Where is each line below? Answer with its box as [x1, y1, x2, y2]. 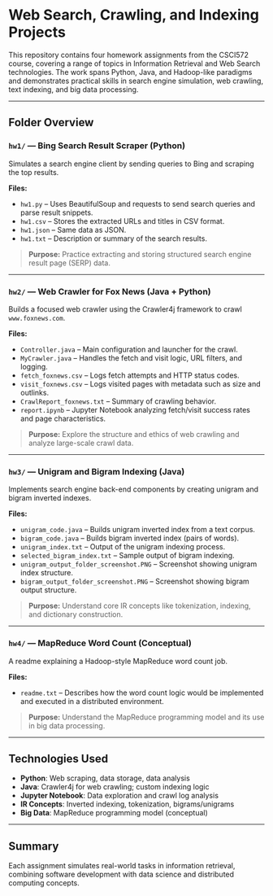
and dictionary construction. [28, 610, 123, 619]
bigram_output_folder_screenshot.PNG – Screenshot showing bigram [19, 576, 249, 587]
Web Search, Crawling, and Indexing [8, 6, 260, 24]
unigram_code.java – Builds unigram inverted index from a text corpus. [19, 525, 256, 535]
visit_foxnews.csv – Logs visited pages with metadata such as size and [19, 378, 262, 388]
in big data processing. [28, 720, 106, 730]
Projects [8, 23, 67, 42]
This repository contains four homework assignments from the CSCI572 [8, 50, 249, 59]
